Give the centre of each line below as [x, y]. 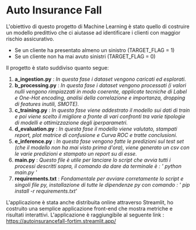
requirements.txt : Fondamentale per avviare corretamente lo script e [99, 178]
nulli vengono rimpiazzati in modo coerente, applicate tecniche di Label [101, 91]
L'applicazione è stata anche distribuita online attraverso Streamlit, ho [90, 202]
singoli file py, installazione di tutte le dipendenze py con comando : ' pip [102, 184]
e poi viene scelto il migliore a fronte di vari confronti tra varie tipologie [100, 116]
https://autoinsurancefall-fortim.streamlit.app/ [61, 221]
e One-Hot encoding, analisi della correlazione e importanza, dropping [100, 98]
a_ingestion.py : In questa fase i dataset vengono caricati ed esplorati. [100, 79]
